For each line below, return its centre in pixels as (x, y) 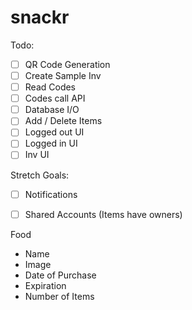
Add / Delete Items (63, 121)
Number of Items (59, 296)
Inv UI (37, 155)
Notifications (51, 194)
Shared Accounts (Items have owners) (103, 214)
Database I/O (52, 110)
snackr (40, 17)
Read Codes (50, 87)
